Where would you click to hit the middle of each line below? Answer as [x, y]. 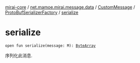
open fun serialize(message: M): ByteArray [51, 46]
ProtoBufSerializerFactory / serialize [42, 12]
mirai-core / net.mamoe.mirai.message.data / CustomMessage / [70, 7]
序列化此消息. [19, 55]
